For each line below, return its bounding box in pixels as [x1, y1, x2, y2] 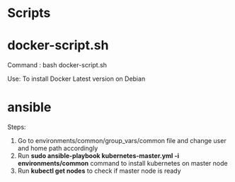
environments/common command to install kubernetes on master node [17, 159, 228, 168]
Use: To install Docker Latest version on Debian [7, 74, 146, 83]
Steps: [7, 123, 26, 132]
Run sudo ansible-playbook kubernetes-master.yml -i [17, 152, 179, 160]
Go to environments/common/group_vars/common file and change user [17, 137, 227, 145]
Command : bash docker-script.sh [7, 61, 108, 69]
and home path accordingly [17, 144, 98, 153]
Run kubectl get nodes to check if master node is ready [17, 166, 182, 175]
